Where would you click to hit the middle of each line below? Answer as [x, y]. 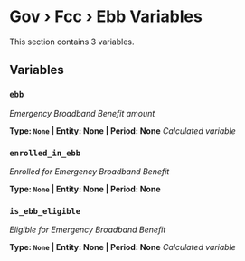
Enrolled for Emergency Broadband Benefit [90, 171]
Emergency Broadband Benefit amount [82, 113]
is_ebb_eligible [45, 211]
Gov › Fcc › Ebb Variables [106, 17]
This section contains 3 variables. [72, 42]
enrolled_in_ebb [45, 153]
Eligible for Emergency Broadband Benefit [88, 230]
